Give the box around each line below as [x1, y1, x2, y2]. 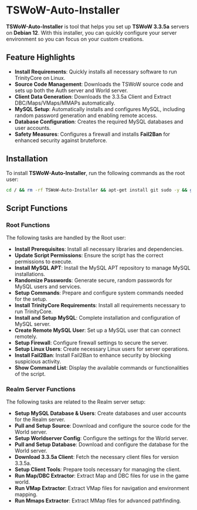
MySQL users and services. [14, 283, 81, 290]
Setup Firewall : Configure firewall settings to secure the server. [14, 339, 168, 347]
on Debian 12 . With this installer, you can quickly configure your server [6, 29, 177, 36]
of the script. [14, 371, 46, 378]
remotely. [14, 333, 38, 340]
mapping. [14, 491, 38, 498]
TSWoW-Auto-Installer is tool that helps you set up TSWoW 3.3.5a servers [6, 23, 189, 30]
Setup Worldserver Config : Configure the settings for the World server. [14, 435, 188, 442]
